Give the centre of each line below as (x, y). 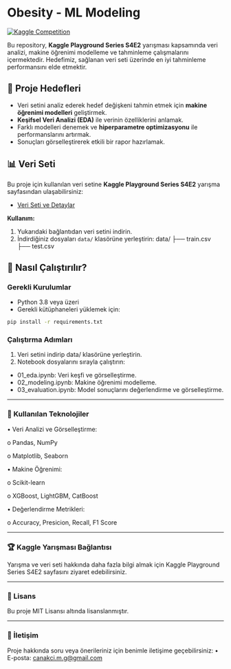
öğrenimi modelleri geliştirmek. (62, 112)
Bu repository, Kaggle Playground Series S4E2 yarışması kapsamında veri (112, 45)
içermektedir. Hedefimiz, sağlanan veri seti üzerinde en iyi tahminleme (107, 59)
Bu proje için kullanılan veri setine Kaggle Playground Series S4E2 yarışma (114, 184)
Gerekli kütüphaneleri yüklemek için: (68, 309)
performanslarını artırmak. (54, 134)
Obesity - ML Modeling (74, 13)
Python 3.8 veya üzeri (48, 302)
